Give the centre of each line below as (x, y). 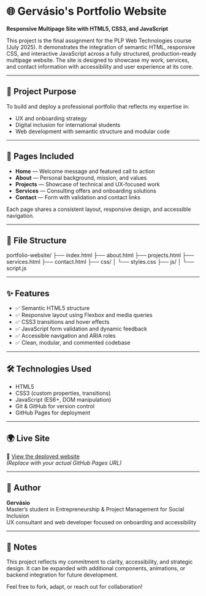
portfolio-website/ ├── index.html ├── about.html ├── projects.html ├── (100, 255)
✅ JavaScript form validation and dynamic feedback (81, 329)
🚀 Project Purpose (41, 92)
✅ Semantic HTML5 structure (52, 308)
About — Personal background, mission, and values (81, 178)
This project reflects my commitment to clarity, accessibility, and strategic (100, 562)
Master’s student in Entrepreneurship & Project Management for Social (95, 509)
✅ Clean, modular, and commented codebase (73, 343)
